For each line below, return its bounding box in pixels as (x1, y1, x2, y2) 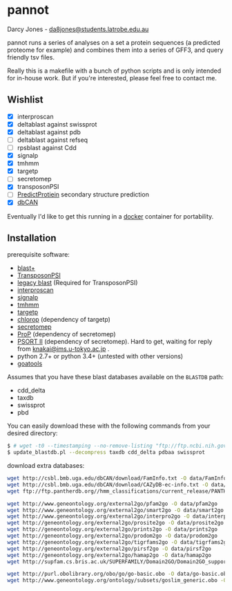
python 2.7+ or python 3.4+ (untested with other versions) (17, 352, 184, 361)
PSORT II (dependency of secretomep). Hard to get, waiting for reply (17, 338, 213, 346)
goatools (17, 359, 43, 368)
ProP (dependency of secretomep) (17, 330, 116, 338)
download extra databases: (7, 462, 85, 470)
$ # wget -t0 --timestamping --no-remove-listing (7, 442, 153, 450)
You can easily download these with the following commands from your (7, 421, 211, 430)
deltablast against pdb (17, 127, 81, 136)
